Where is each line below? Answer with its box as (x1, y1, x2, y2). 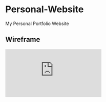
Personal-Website (5, 4, 84, 15)
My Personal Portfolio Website (5, 20, 69, 27)
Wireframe (5, 35, 40, 44)
